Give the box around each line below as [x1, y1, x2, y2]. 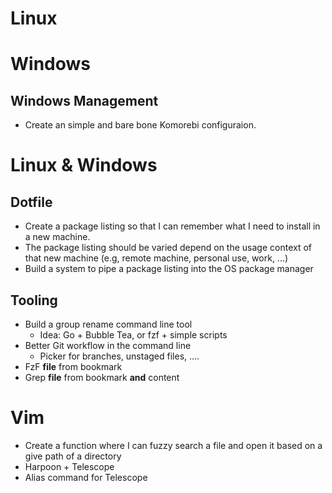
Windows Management [10, 92, 159, 109]
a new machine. [24, 231, 91, 243]
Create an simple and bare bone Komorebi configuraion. [24, 119, 257, 131]
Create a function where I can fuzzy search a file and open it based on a [24, 439, 323, 451]
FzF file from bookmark [24, 361, 123, 372]
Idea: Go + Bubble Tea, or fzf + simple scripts [39, 329, 228, 341]
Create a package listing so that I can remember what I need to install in [24, 220, 321, 232]
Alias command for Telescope [24, 471, 148, 483]
